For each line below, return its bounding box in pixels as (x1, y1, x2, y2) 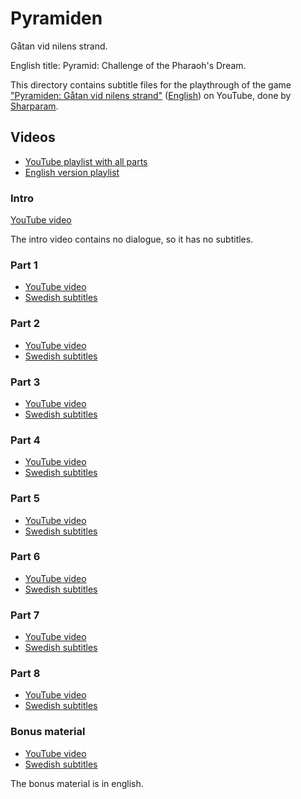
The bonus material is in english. (10, 777, 144, 789)
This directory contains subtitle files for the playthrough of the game (10, 78, 292, 91)
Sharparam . (10, 100, 59, 112)
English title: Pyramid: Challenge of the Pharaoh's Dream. (10, 59, 247, 71)
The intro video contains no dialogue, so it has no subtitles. (10, 233, 254, 246)
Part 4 (10, 433, 41, 447)
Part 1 (10, 258, 38, 272)
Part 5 (10, 492, 40, 506)
